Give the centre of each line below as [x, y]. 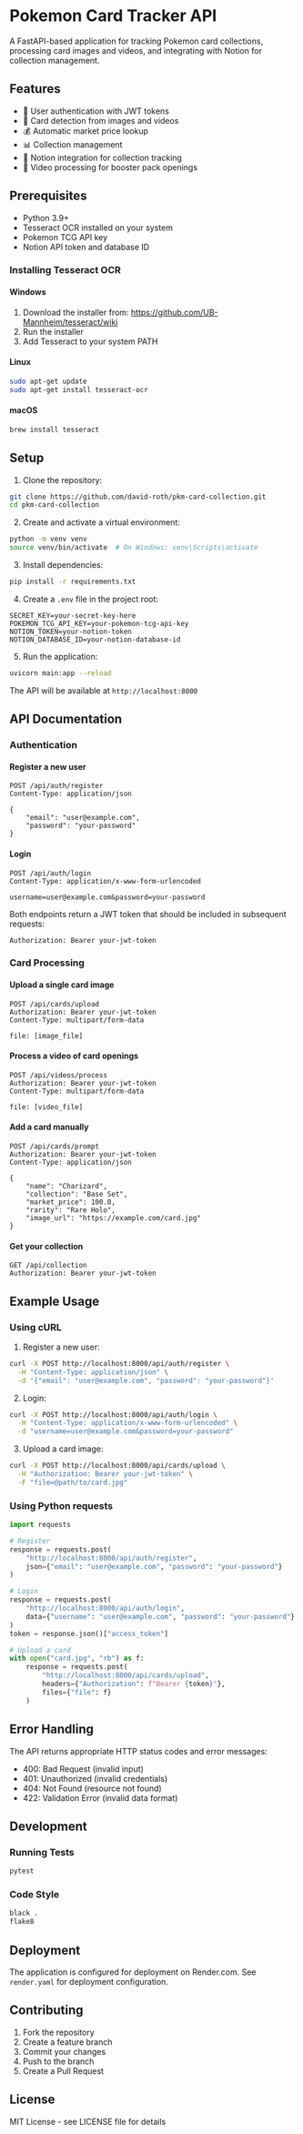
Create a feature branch [67, 2042]
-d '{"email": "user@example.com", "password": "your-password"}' [146, 1381]
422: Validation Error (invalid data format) [100, 1797]
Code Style [35, 1895]
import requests [40, 1525]
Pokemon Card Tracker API [113, 16]
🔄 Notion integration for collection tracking [102, 157]
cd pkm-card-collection [55, 505]
